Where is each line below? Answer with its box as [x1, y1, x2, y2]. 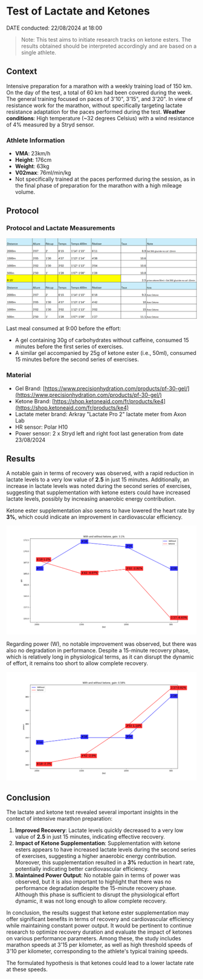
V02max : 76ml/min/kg [14, 169, 71, 177]
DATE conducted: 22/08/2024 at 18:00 [6, 24, 103, 31]
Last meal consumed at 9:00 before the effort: [6, 325, 121, 332]
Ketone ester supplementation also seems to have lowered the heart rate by [6, 507, 195, 515]
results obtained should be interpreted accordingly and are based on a [21, 42, 197, 50]
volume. [14, 189, 35, 196]
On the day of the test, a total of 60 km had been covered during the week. [6, 89, 193, 96]
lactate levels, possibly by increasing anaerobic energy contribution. [6, 495, 176, 503]
